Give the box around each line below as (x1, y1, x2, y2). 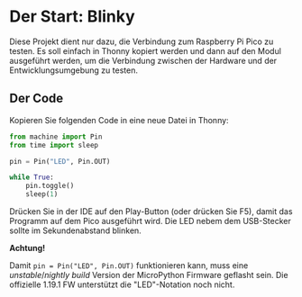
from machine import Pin (9, 132, 103, 141)
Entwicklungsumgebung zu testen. (9, 65, 138, 76)
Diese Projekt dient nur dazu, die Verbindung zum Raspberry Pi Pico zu (9, 36, 274, 47)
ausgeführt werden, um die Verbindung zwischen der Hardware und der (9, 55, 278, 66)
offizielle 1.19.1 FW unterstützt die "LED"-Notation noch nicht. (9, 279, 235, 290)
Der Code (9, 91, 64, 106)
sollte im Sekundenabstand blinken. (9, 225, 142, 236)
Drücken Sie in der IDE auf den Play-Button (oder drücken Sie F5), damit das (9, 206, 293, 217)
